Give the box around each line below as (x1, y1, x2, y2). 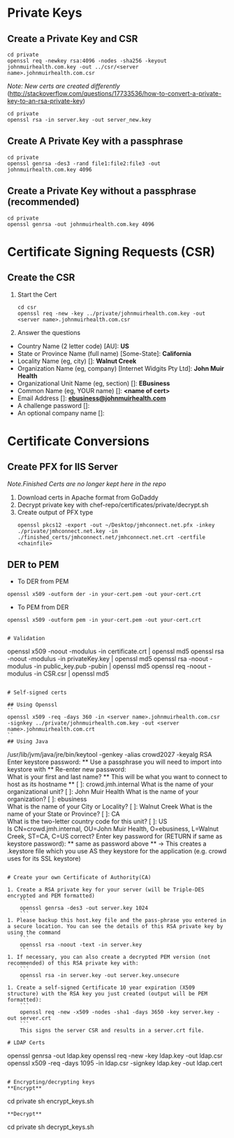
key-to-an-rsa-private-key (7, 97, 84, 105)
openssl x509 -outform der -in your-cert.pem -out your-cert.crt (7, 591, 201, 598)
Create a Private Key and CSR (7, 33, 138, 45)
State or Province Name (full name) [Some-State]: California (17, 349, 192, 357)
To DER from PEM (17, 577, 69, 585)
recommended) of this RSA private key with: (7, 960, 139, 967)
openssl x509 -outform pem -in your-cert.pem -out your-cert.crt (7, 617, 201, 624)
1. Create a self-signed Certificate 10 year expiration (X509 (7, 984, 196, 991)
